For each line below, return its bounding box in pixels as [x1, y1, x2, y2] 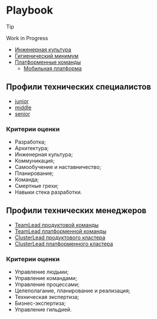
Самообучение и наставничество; [14, 164, 102, 171]
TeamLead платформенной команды [14, 227, 107, 235]
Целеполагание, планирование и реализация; [14, 287, 131, 294]
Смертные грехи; [14, 183, 59, 190]
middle [14, 104, 32, 111]
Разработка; [14, 138, 46, 145]
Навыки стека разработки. [14, 188, 83, 196]
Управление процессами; [14, 281, 80, 288]
